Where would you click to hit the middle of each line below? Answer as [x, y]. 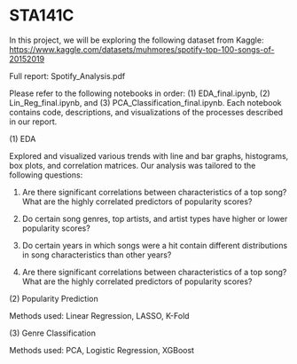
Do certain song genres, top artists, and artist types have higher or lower [155, 218]
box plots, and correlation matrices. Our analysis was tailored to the [133, 165]
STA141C [42, 16]
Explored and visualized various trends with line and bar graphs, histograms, [149, 155]
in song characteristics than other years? [97, 255]
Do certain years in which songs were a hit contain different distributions [155, 245]
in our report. [33, 122]
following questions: [46, 175]
